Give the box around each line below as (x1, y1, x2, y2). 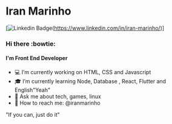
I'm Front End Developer (5, 55, 68, 62)
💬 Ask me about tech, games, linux (14, 93, 101, 100)
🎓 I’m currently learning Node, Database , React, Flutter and (14, 78, 167, 85)
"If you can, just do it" (5, 111, 60, 119)
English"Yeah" (14, 86, 51, 94)
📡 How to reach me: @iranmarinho (14, 99, 101, 107)
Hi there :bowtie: (5, 40, 56, 48)
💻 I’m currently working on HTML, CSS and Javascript (14, 69, 151, 76)
